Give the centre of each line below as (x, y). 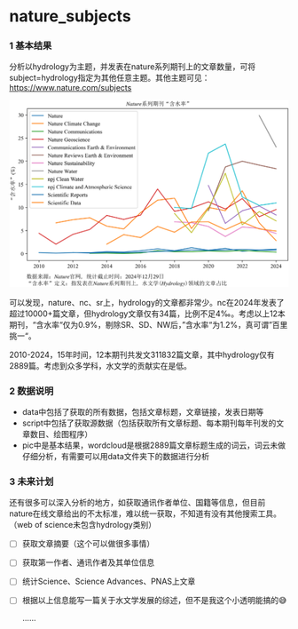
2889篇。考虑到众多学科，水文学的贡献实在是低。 (101, 365)
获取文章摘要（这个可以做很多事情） (88, 544)
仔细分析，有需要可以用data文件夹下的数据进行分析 (116, 456)
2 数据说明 (31, 391)
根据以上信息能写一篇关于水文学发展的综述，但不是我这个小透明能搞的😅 (154, 601)
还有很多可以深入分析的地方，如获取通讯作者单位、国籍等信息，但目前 (137, 503)
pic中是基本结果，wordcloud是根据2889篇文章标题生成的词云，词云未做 (154, 445)
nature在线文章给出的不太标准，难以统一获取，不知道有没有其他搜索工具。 (145, 514)
